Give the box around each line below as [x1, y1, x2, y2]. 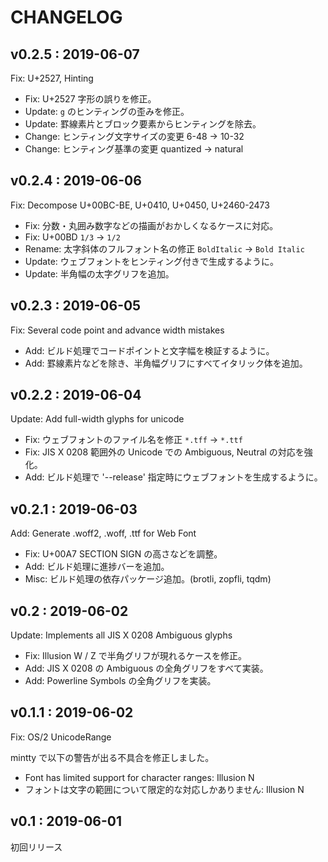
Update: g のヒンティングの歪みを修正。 [24, 106, 190, 117]
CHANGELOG [10, 6, 123, 29]
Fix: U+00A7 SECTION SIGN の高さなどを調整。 [24, 548, 223, 560]
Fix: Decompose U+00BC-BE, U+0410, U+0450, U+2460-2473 [10, 199, 270, 211]
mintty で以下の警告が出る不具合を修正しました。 [10, 751, 215, 763]
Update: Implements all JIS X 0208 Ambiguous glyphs [10, 629, 233, 641]
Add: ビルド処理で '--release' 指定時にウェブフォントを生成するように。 [24, 471, 323, 483]
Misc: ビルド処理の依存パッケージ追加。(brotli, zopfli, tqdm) [24, 573, 272, 585]
